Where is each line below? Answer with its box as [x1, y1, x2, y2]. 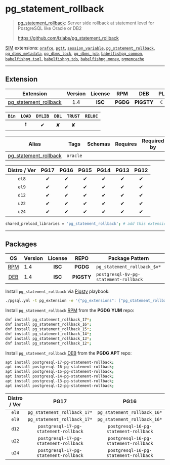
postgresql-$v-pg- [96, 272, 141, 278]
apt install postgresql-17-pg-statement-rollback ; [5, 360, 114, 365]
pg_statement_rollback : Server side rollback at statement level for [17, 20, 154, 26]
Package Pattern [108, 255, 149, 262]
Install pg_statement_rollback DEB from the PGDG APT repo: [5, 350, 132, 356]
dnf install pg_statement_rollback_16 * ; [5, 322, 92, 327]
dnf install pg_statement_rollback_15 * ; [5, 327, 92, 332]
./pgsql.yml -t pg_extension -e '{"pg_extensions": [5, 298, 116, 303]
